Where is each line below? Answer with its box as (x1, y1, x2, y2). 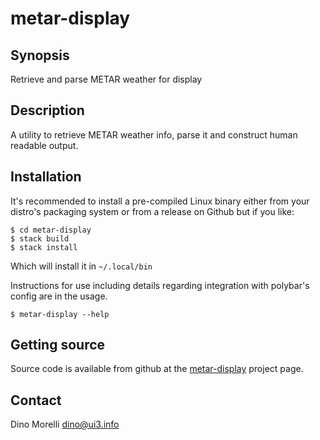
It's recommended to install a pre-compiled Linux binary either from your (10, 195, 310, 207)
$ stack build (10, 233, 70, 244)
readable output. (10, 139, 79, 151)
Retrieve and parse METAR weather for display (10, 73, 203, 85)
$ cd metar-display (10, 225, 92, 235)
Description (10, 102, 85, 119)
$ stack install (10, 242, 78, 252)
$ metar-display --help (10, 309, 110, 319)
